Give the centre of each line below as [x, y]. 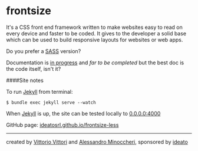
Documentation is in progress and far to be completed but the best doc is [95, 63]
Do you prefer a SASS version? [44, 51]
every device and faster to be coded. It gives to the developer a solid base [96, 33]
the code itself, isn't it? [34, 68]
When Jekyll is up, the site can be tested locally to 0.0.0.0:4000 [83, 113]
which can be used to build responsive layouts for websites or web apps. [95, 40]
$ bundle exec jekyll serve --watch [51, 102]
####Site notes [25, 80]
